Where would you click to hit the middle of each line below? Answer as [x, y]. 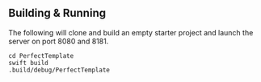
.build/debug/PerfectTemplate [59, 70]
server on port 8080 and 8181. [59, 41]
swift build [28, 63]
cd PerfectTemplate [41, 55]
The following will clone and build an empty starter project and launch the [131, 32]
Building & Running [57, 13]
